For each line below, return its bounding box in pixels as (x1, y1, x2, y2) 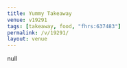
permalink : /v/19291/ (7, 29, 69, 36)
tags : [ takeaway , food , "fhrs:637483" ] (7, 23, 122, 30)
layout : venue (7, 36, 48, 43)
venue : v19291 (7, 16, 48, 23)
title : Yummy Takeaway (7, 10, 72, 17)
